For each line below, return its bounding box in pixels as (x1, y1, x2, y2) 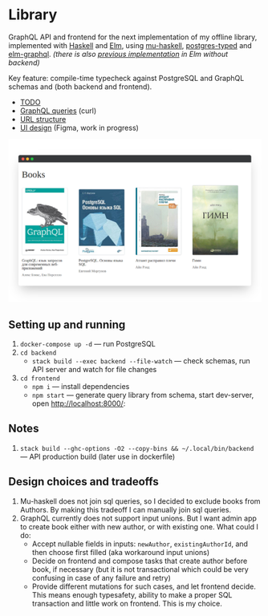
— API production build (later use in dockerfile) (19, 452, 176, 461)
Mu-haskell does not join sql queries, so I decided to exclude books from (19, 496, 261, 506)
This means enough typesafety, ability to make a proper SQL (31, 590, 233, 599)
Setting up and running (8, 318, 126, 331)
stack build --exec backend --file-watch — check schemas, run (31, 356, 250, 366)
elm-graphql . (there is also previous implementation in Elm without (8, 49, 229, 59)
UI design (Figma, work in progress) (19, 123, 139, 132)
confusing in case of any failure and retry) (31, 573, 171, 582)
